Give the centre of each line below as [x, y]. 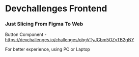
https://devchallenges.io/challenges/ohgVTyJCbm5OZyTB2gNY [70, 40]
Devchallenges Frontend [56, 9]
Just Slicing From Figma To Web [44, 24]
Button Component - [26, 34]
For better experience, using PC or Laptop [48, 49]
